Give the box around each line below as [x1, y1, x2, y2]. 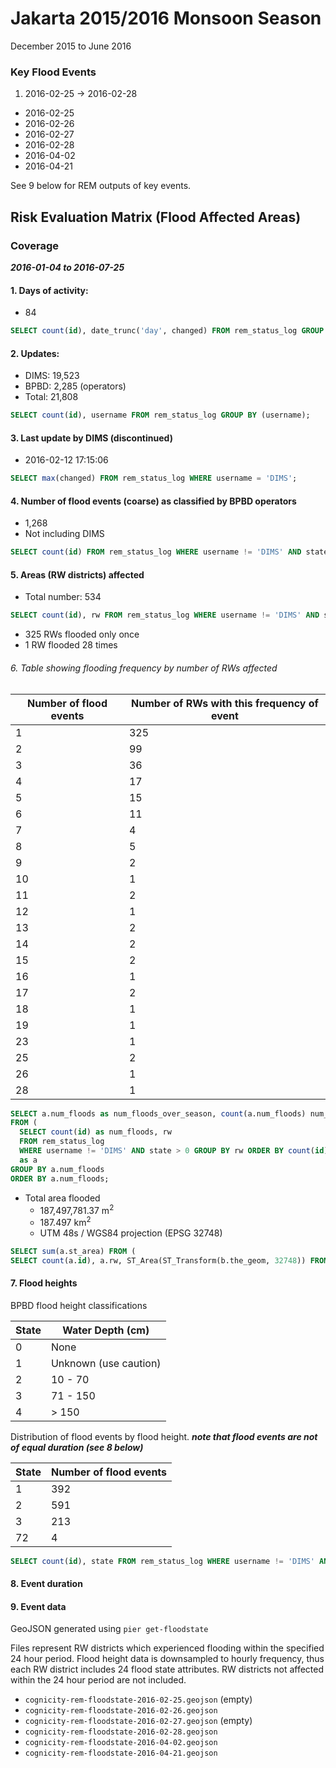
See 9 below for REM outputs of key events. [10, 180, 192, 192]
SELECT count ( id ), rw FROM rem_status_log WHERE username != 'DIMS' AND [10, 610, 320, 621]
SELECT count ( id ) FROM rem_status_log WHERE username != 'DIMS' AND [10, 547, 302, 557]
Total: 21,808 [24, 391, 79, 403]
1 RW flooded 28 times [24, 639, 118, 651]
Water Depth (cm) [62, 1323, 150, 1337]
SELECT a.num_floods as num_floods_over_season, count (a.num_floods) [10, 1108, 307, 1119]
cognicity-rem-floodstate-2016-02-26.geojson [24, 1706, 218, 1716]
